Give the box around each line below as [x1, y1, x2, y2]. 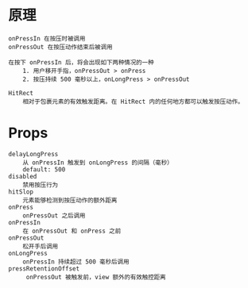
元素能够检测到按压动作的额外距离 [22, 196, 118, 204]
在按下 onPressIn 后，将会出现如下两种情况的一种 [8, 58, 154, 67]
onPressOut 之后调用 [22, 211, 86, 220]
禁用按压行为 [22, 181, 58, 189]
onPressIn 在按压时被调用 [8, 34, 86, 43]
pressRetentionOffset [8, 264, 80, 273]
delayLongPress [8, 150, 59, 158]
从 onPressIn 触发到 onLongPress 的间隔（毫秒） [22, 159, 173, 167]
